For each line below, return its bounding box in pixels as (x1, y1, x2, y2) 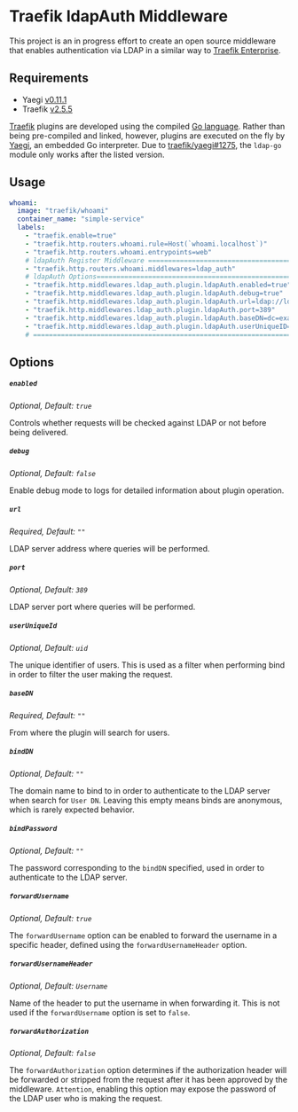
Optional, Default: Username (9, 980, 108, 991)
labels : (17, 223, 46, 232)
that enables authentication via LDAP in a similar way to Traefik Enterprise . (9, 44, 281, 55)
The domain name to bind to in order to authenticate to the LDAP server (9, 785, 271, 795)
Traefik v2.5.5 (21, 104, 73, 114)
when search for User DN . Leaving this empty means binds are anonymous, (9, 795, 283, 805)
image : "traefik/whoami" (17, 207, 109, 215)
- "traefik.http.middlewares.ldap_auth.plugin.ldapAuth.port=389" (25, 305, 276, 314)
